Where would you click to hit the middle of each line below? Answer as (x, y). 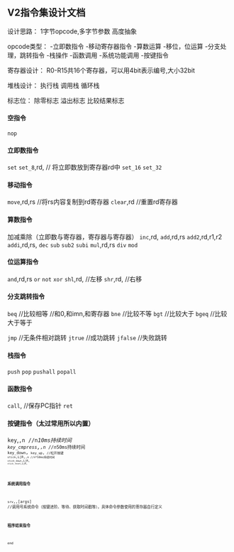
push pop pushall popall (42, 372)
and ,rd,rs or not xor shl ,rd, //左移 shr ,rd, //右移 (75, 278)
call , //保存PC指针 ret (40, 406)
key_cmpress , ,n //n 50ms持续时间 (46, 447)
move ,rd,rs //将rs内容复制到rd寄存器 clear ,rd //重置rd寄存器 (93, 202)
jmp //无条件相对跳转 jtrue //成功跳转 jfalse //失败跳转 (88, 338)
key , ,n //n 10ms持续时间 (40, 440)
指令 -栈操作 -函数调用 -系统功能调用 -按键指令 (100, 55)
